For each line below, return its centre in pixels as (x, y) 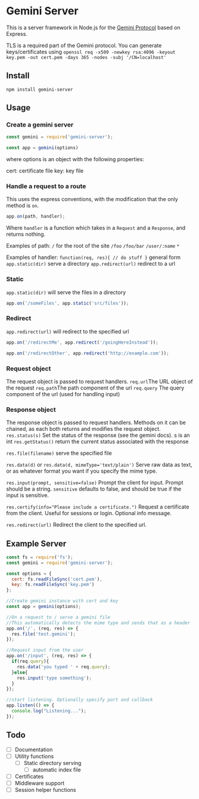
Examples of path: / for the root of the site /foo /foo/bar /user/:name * (93, 246)
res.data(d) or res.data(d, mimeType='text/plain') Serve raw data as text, (99, 465)
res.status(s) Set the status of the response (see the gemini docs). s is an (98, 435)
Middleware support (39, 783)
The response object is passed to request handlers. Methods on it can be (96, 422)
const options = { (29, 573)
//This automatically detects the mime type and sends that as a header (98, 623)
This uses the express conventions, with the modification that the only (92, 199)
